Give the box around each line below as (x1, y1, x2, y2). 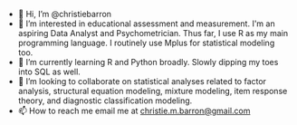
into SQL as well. (17, 66, 81, 77)
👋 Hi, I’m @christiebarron (17, 9, 111, 19)
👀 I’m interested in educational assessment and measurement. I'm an (17, 18, 275, 29)
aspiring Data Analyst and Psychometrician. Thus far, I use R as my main (17, 28, 288, 38)
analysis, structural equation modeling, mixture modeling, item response (17, 86, 288, 96)
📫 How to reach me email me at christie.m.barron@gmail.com (17, 105, 251, 116)
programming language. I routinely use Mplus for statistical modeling (17, 37, 275, 48)
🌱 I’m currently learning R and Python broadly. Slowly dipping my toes (17, 57, 279, 67)
